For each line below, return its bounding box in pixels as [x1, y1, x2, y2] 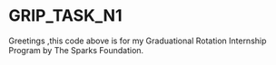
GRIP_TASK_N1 [8, 5, 123, 26]
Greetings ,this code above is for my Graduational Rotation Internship [8, 35, 267, 46]
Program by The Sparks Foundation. [8, 44, 144, 55]
